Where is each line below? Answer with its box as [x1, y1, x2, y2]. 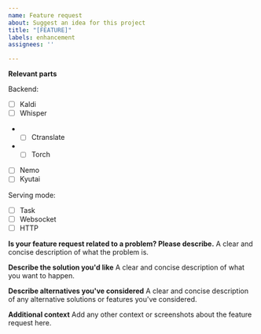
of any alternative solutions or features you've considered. [8, 294, 198, 303]
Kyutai [19, 174, 41, 184]
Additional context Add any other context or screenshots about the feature [8, 310, 252, 319]
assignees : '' [8, 41, 55, 49]
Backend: [8, 84, 39, 94]
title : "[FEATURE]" [8, 26, 72, 34]
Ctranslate [31, 133, 65, 142]
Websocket [19, 214, 57, 224]
